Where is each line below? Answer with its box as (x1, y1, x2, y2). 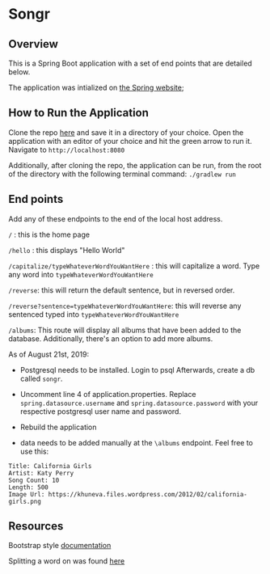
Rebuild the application (19, 422, 97, 432)
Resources (8, 519, 64, 534)
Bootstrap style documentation (8, 541, 112, 551)
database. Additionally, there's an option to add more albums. (8, 333, 213, 344)
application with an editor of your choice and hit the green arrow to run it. (8, 136, 252, 146)
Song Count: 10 (8, 476, 60, 484)
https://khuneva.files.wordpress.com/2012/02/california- (48, 490, 248, 498)
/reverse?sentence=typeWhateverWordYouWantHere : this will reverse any (8, 301, 242, 310)
